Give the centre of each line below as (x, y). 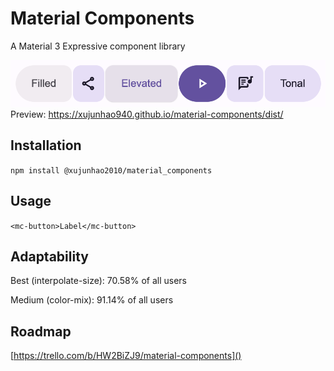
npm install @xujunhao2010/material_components (111, 170)
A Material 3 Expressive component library (98, 46)
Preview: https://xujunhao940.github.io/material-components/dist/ (147, 114)
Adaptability (49, 256)
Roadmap (41, 331)
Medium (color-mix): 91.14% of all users (92, 300)
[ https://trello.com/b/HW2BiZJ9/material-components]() (126, 356)
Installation (46, 145)
